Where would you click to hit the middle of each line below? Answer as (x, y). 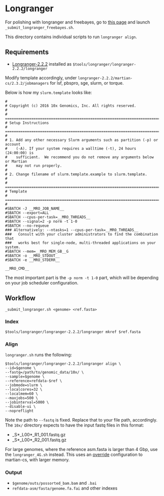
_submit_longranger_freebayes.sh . (40, 27)
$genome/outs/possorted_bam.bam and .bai (54, 483)
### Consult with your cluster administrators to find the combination (82, 234)
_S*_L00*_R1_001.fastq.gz (39, 435)
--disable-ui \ (20, 407)
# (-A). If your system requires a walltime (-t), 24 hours (71, 148)
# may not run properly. (34, 165)
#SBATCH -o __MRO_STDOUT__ (32, 256)
